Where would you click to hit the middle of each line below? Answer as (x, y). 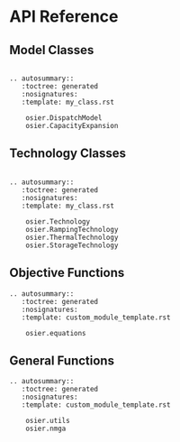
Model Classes (52, 50)
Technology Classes (67, 154)
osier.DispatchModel (64, 118)
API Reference (64, 17)
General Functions (62, 361)
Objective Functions (67, 273)
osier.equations (56, 333)
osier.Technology (58, 221)
